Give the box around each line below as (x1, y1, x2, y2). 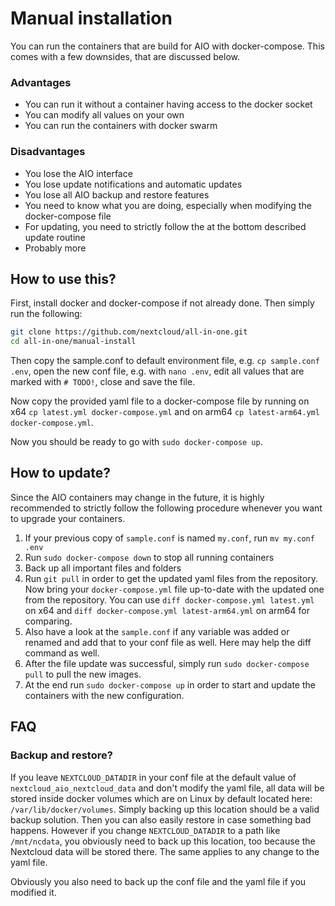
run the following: (10, 308, 83, 320)
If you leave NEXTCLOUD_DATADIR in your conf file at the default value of (10, 771, 297, 783)
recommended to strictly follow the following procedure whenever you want (10, 502, 323, 514)
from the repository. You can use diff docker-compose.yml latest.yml (24, 593, 315, 606)
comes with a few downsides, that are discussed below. (10, 50, 241, 62)
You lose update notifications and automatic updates (24, 178, 243, 190)
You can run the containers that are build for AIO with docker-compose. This (10, 40, 325, 52)
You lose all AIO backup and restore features (24, 188, 210, 201)
